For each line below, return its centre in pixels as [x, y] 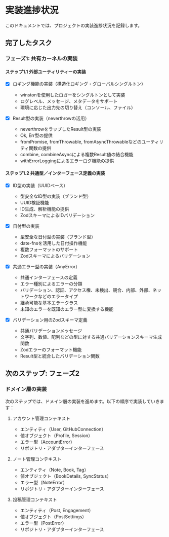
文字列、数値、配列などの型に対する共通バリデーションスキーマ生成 [91, 337]
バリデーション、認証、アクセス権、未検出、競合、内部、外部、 [86, 290]
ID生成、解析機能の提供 [45, 209]
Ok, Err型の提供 [36, 135]
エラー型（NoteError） [44, 482]
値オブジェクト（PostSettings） [53, 516]
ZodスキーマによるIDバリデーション [57, 215]
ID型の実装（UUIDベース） [40, 185]
